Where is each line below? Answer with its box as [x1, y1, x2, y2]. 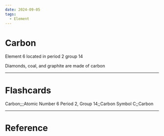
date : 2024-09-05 [5, 7, 41, 12]
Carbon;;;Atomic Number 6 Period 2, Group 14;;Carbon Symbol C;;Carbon [5, 101, 154, 107]
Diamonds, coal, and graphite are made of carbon [5, 63, 105, 69]
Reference [5, 123, 48, 134]
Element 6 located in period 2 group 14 [5, 53, 83, 59]
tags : [5, 12, 16, 17]
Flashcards [5, 85, 51, 96]
